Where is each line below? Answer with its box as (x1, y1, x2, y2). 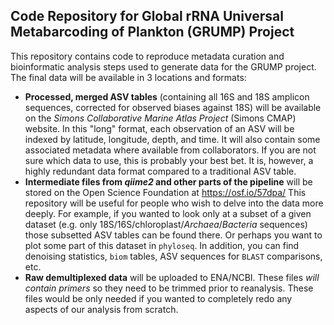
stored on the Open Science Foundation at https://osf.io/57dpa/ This (24, 186, 307, 198)
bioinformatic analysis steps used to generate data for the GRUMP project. (10, 60, 317, 73)
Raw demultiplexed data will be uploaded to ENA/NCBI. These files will (24, 271, 320, 283)
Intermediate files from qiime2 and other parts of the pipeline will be (24, 175, 313, 188)
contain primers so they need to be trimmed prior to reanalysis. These (24, 282, 314, 294)
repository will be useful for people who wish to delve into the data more (24, 197, 324, 209)
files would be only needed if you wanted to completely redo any (24, 292, 293, 304)
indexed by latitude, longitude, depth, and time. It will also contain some (24, 133, 321, 145)
